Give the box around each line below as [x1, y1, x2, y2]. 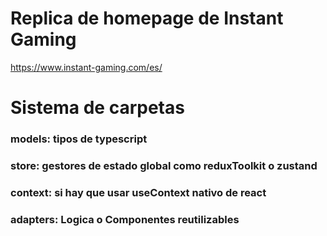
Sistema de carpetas [10, 97, 185, 119]
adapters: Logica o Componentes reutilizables [10, 212, 240, 226]
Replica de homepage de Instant [10, 7, 284, 30]
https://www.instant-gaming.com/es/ [10, 61, 163, 73]
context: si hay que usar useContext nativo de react [10, 185, 267, 199]
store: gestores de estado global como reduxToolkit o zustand [10, 158, 318, 172]
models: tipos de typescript [10, 132, 148, 146]
